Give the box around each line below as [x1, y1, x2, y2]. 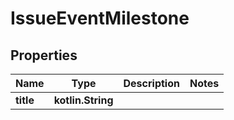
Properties [10, 47, 78, 64]
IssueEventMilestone [10, 7, 190, 30]
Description [123, 77, 180, 90]
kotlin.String [53, 93, 114, 107]
